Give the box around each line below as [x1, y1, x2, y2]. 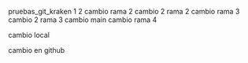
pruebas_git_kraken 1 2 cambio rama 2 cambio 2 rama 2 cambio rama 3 [8, 7, 240, 16]
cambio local [8, 31, 50, 39]
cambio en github [8, 46, 65, 54]
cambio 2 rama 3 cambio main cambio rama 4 [8, 15, 157, 24]
